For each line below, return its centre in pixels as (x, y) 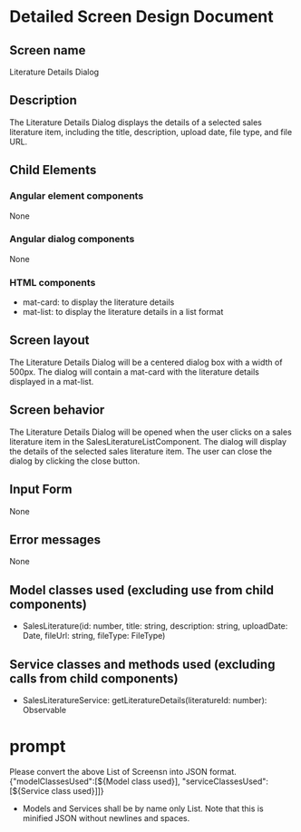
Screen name (48, 50)
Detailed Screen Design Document (141, 17)
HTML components (53, 282)
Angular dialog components (72, 240)
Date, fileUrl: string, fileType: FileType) (94, 636)
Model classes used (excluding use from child (142, 590)
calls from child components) (94, 678)
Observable (44, 710)
